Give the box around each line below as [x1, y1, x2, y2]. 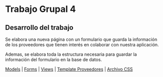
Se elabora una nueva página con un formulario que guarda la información [5, 36, 158, 42]
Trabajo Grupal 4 [5, 3, 76, 15]
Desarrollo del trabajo [5, 23, 74, 32]
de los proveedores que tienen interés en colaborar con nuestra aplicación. [5, 42, 159, 48]
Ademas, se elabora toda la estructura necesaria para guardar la [5, 51, 137, 57]
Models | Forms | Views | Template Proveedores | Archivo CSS [5, 66, 133, 72]
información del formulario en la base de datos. [5, 57, 102, 63]
